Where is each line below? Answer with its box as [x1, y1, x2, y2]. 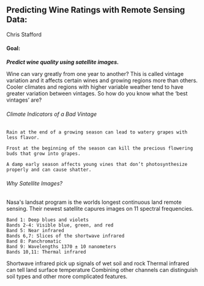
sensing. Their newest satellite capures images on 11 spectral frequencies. [6, 205, 194, 213]
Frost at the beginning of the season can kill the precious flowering [6, 145, 193, 152]
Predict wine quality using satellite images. [6, 58, 119, 66]
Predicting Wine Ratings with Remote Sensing [6, 5, 186, 15]
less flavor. [6, 135, 40, 141]
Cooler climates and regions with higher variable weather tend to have [6, 83, 184, 91]
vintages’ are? [6, 96, 42, 103]
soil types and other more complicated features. [6, 273, 127, 280]
